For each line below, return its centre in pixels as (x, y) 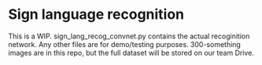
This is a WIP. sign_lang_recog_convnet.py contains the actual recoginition (129, 36)
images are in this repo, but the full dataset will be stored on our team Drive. (131, 52)
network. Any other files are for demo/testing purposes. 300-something (125, 44)
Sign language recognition (96, 14)
